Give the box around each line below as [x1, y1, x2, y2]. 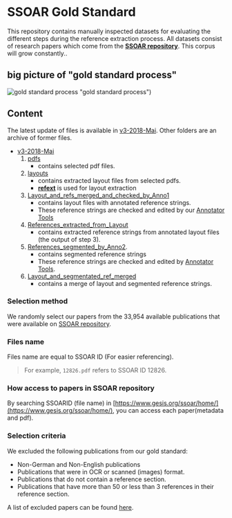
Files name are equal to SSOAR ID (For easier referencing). [7, 352, 174, 361]
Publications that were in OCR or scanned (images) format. [17, 467, 185, 476]
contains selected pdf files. [37, 161, 115, 170]
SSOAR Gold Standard [7, 4, 136, 20]
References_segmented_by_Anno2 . [27, 242, 128, 251]
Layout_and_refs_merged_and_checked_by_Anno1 [27, 191, 170, 199]
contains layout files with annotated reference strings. [37, 198, 191, 206]
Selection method [7, 296, 68, 306]
